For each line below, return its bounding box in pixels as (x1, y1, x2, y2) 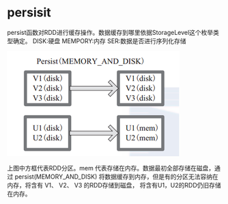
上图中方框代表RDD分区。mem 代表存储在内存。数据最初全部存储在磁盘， (7, 164, 215, 172)
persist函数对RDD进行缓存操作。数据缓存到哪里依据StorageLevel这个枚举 (7, 28, 214, 36)
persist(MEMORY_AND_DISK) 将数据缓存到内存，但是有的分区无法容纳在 (14, 173, 218, 181)
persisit (7, 5, 51, 21)
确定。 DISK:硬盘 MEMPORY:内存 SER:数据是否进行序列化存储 (12, 36, 186, 45)
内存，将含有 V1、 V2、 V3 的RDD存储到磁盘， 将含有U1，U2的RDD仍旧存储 (7, 181, 222, 189)
